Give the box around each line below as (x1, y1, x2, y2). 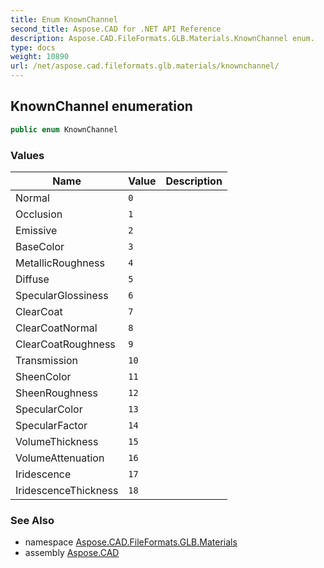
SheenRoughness (15, 386, 98, 400)
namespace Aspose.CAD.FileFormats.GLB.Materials (24, 536, 238, 548)
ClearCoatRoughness (15, 337, 116, 351)
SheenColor (15, 369, 72, 383)
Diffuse (15, 272, 50, 286)
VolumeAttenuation (15, 451, 105, 465)
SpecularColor (15, 402, 83, 416)
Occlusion (15, 207, 63, 221)
